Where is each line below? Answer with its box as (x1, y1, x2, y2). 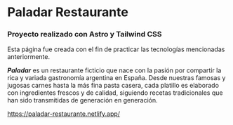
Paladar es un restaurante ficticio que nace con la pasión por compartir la (7, 66, 222, 74)
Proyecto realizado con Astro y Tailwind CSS (7, 29, 162, 39)
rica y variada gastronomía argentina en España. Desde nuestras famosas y (7, 74, 226, 82)
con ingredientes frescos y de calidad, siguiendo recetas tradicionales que (7, 88, 223, 97)
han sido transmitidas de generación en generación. (7, 96, 158, 105)
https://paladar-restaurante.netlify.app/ (7, 110, 121, 118)
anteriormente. (7, 53, 51, 61)
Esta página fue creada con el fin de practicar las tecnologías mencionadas (7, 45, 225, 53)
